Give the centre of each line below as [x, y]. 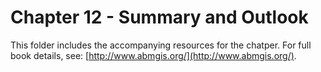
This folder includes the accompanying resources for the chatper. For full [161, 45]
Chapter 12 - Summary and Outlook [159, 17]
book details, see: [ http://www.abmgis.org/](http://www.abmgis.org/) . [153, 55]
